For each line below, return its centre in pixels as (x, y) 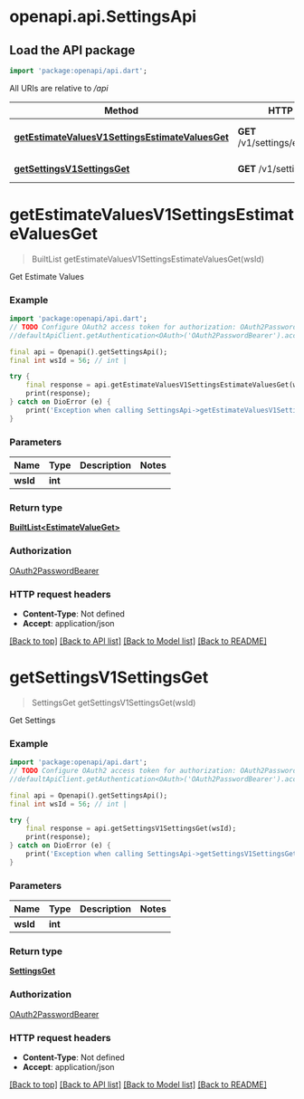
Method (121, 110)
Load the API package (72, 50)
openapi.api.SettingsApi (103, 17)
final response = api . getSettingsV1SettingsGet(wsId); (131, 829)
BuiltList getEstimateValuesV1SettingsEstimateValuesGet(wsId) (148, 259)
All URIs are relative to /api (59, 88)
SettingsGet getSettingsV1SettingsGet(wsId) (114, 702)
